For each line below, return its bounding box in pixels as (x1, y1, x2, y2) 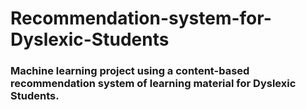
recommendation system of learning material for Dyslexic (10, 77, 297, 91)
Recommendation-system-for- (10, 7, 272, 30)
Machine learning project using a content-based (10, 64, 250, 78)
